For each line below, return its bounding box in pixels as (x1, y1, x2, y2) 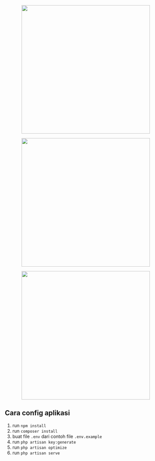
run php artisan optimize (12, 444, 67, 450)
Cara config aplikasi (5, 409, 70, 417)
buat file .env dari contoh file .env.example (12, 433, 102, 439)
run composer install (12, 428, 58, 434)
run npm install (12, 422, 47, 429)
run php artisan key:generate (12, 438, 76, 445)
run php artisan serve (12, 450, 60, 456)
